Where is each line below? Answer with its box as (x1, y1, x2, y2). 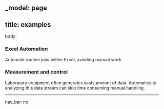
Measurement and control (5, 69, 68, 75)
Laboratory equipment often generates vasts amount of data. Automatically (5, 80, 156, 86)
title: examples (5, 20, 51, 29)
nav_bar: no (5, 99, 29, 105)
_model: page (5, 4, 47, 12)
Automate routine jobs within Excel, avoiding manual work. (5, 56, 123, 62)
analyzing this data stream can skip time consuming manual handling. (5, 85, 145, 91)
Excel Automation (5, 46, 48, 53)
